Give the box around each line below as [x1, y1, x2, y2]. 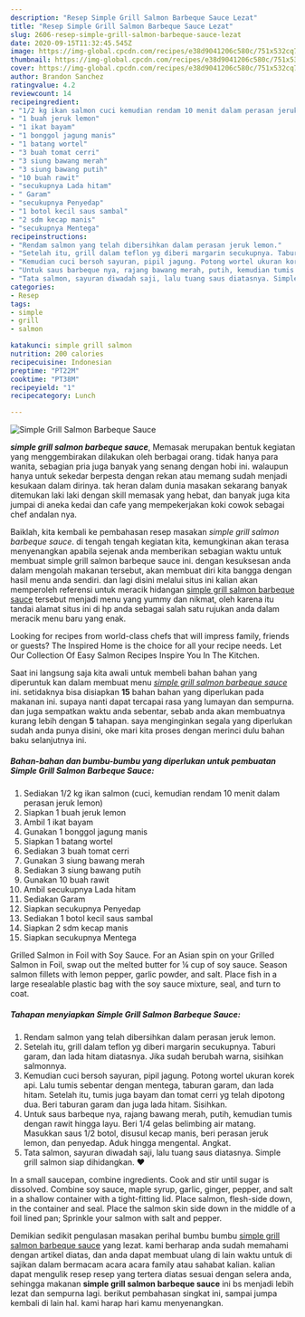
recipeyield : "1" [10, 383, 76, 392]
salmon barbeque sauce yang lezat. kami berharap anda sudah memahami [10, 1240, 289, 1251]
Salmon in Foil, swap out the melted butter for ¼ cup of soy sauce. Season [10, 959, 288, 970]
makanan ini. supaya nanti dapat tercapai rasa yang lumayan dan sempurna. [10, 696, 295, 707]
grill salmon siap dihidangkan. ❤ [23, 1157, 146, 1168]
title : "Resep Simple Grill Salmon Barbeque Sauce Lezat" [10, 22, 234, 31]
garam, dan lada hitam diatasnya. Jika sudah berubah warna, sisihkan [23, 1051, 284, 1062]
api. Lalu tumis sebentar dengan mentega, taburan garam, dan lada [23, 1080, 274, 1091]
